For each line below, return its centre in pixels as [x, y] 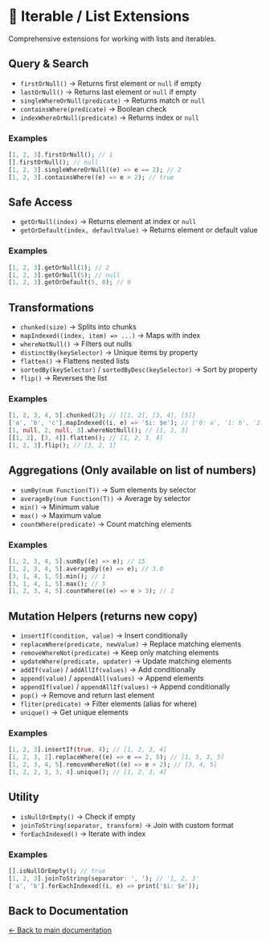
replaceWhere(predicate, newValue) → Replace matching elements [131, 644]
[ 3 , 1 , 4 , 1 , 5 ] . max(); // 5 [57, 584]
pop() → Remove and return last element [87, 695]
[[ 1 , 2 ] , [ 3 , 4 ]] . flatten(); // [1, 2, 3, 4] [86, 438]
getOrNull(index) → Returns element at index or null [108, 222]
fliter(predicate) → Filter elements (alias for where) [108, 704]
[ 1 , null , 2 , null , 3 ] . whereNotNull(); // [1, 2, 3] [98, 430]
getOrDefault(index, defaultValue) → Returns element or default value [139, 230]
